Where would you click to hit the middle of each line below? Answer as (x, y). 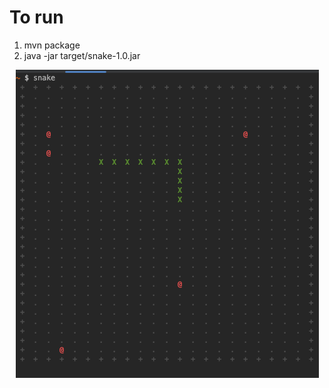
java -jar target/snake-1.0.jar (82, 55)
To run (36, 17)
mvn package (52, 45)
